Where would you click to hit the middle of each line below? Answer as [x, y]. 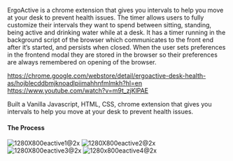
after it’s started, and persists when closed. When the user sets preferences [116, 47]
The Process [26, 127]
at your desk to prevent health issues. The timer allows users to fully [106, 17]
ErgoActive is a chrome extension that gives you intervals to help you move [115, 10]
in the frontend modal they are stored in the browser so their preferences [113, 55]
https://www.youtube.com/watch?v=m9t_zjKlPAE [78, 91]
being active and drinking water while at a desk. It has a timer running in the [116, 32]
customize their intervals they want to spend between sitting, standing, [110, 25]
